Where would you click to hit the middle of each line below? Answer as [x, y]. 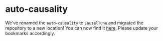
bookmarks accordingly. [30, 33]
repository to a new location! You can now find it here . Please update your [81, 28]
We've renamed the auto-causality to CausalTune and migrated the [74, 23]
